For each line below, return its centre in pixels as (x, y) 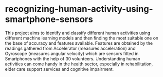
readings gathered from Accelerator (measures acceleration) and (70, 48)
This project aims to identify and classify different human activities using (78, 33)
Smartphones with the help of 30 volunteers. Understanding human (72, 58)
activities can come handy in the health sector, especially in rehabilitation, (79, 64)
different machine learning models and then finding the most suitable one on (82, 38)
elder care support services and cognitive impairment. (59, 69)
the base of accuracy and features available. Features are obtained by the (79, 43)
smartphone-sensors (49, 19)
